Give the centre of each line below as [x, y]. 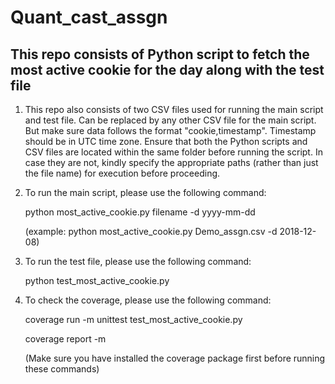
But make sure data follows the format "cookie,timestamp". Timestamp [170, 130]
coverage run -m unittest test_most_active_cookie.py [133, 319]
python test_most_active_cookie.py [97, 280]
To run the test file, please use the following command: [138, 261]
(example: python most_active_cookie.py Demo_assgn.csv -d [151, 231]
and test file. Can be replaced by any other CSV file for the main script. [170, 120]
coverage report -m [65, 339]
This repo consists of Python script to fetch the [160, 54]
